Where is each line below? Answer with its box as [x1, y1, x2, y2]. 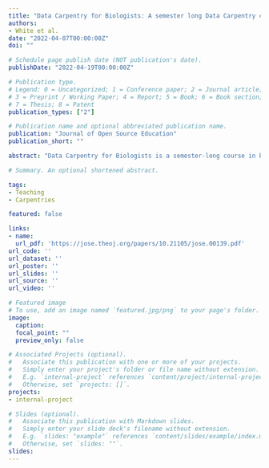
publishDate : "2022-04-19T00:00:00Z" [8, 63, 134, 72]
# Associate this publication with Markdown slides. [8, 417, 195, 425]
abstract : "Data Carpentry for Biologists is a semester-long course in [8, 152, 256, 160]
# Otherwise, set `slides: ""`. [8, 440, 124, 448]
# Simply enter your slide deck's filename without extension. [8, 425, 231, 433]
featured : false [8, 210, 62, 218]
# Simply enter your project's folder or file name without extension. [8, 366, 260, 374]
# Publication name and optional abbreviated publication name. [8, 122, 227, 131]
